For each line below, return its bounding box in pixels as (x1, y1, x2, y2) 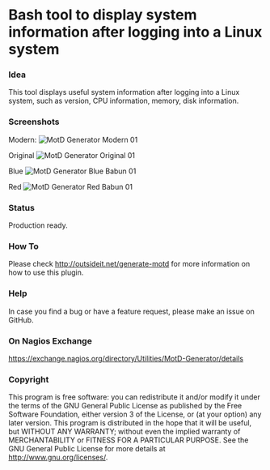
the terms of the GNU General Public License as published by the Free (8, 401, 243, 411)
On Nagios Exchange (8, 335, 93, 346)
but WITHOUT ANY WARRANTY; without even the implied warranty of (8, 427, 241, 437)
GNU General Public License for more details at (8, 444, 166, 454)
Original (8, 150, 35, 160)
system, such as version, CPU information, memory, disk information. (8, 96, 239, 106)
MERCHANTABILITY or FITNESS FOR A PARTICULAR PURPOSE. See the (8, 435, 249, 445)
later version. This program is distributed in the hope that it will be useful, (8, 418, 252, 428)
